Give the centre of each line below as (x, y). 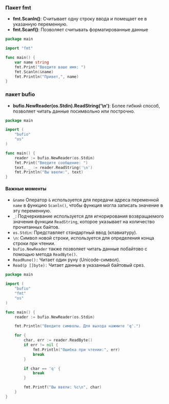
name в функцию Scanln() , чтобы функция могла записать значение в (88, 205)
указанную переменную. (40, 24)
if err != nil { (41, 345)
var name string (32, 62)
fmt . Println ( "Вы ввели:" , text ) (49, 172)
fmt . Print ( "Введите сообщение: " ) (51, 163)
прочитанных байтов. (36, 227)
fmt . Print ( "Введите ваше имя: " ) (50, 67)
